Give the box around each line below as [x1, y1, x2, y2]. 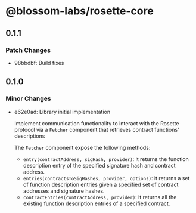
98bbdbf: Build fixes [14, 59, 64, 66]
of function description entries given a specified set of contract [23, 181, 179, 188]
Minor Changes [5, 94, 51, 103]
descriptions [14, 132, 45, 140]
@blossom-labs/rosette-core [5, 4, 154, 18]
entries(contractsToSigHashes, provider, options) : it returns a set [23, 174, 190, 181]
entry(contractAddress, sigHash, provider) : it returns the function [23, 155, 189, 162]
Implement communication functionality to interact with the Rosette [14, 119, 179, 126]
